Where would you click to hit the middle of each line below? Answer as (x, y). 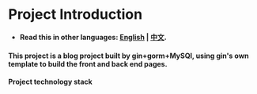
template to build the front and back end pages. (88, 63)
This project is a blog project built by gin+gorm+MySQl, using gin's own (128, 56)
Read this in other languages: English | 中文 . (93, 37)
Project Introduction (76, 14)
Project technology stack (50, 82)
